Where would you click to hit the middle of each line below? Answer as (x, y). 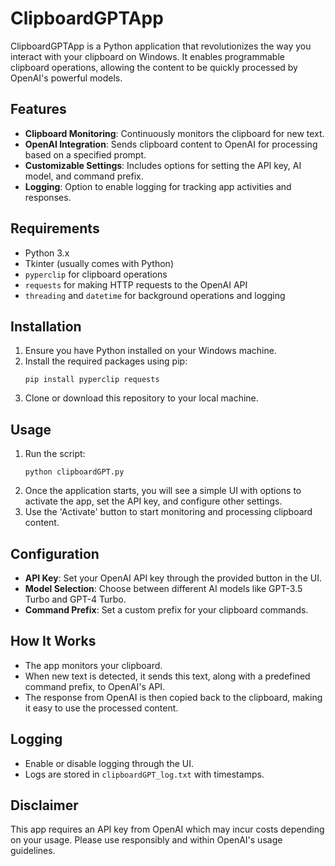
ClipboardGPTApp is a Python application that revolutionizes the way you (161, 46)
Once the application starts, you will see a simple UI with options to (163, 491)
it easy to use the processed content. (101, 708)
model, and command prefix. (84, 176)
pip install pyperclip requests (92, 380)
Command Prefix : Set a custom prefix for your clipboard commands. (166, 610)
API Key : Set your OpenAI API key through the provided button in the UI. (173, 578)
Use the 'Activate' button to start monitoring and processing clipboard (168, 512)
